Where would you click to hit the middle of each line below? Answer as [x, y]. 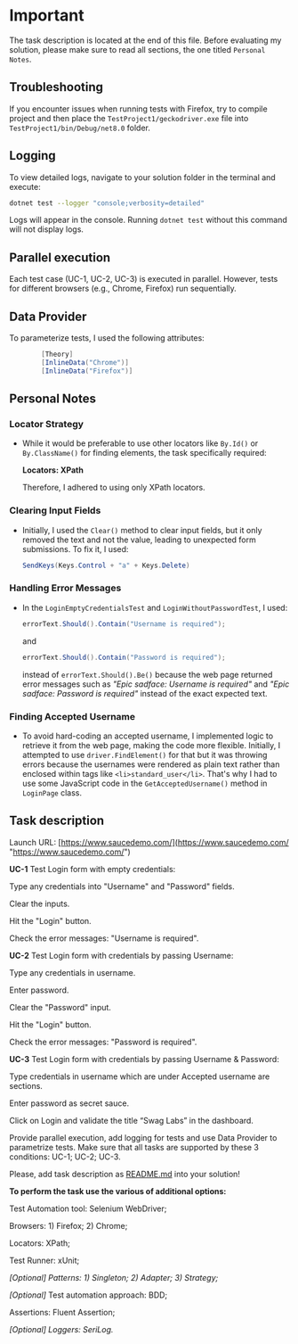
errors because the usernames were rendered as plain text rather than [151, 764]
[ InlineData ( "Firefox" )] [87, 371]
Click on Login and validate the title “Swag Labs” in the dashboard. [131, 1120]
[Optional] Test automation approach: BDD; [89, 1295]
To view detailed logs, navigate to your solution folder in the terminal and [142, 177]
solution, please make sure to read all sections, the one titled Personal [137, 49]
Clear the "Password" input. [60, 1007]
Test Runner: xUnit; [44, 1260]
